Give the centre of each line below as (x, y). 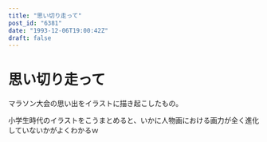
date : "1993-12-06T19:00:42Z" (59, 30)
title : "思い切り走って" (45, 16)
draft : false (30, 38)
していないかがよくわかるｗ (53, 130)
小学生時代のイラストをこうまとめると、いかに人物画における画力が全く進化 (134, 120)
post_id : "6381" (35, 23)
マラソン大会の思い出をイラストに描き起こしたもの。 (96, 104)
